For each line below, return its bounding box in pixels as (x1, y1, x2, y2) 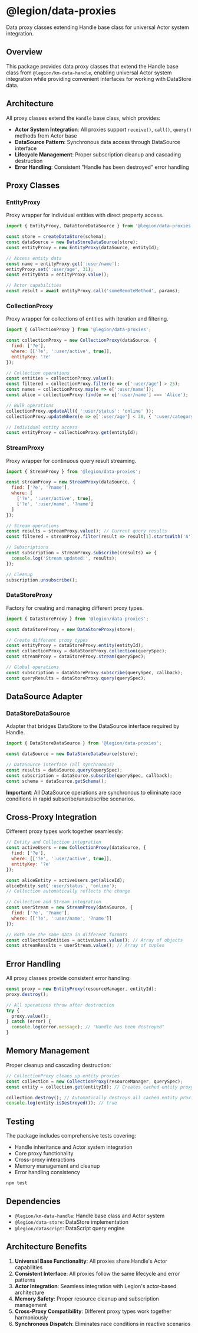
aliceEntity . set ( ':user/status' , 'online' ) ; (6, 883, 117, 889)
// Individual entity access (6, 424, 78, 430)
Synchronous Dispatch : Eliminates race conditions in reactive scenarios (14, 1320, 191, 1327)
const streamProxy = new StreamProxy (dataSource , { (6, 479, 136, 485)
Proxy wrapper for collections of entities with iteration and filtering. (6, 315, 169, 322)
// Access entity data (6, 255, 62, 261)
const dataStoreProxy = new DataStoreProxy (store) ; (6, 626, 136, 632)
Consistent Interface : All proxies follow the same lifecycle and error (14, 1270, 180, 1277)
